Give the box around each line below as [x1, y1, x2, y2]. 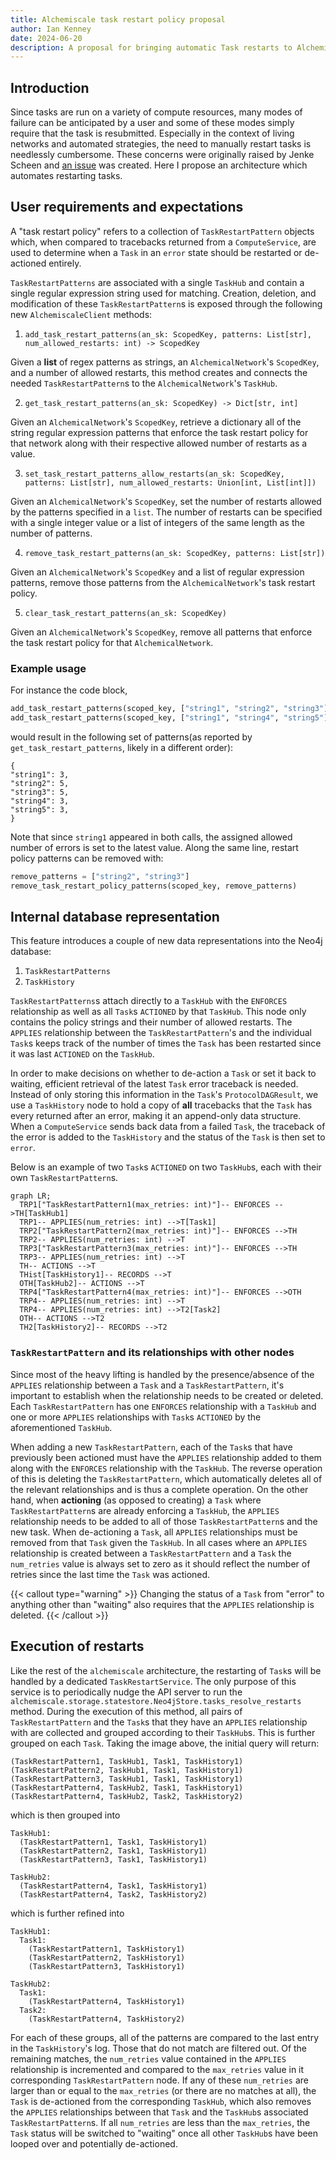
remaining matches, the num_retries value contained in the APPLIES [10, 2052, 287, 2065]
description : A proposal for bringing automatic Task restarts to [10, 42, 293, 53]
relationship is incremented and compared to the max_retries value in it [10, 2063, 305, 2075]
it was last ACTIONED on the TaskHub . [10, 1048, 155, 1060]
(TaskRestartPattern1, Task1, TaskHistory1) [19, 1837, 208, 1847]
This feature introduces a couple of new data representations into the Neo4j [10, 935, 323, 947]
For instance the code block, [10, 684, 128, 696]
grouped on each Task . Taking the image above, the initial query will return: [10, 1737, 320, 1749]
